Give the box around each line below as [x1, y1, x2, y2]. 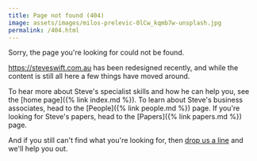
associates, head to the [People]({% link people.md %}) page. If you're [8, 103, 240, 113]
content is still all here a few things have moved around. [8, 72, 190, 81]
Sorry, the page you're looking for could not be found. [8, 48, 185, 58]
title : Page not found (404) [8, 11, 105, 20]
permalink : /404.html [8, 26, 80, 34]
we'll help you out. [8, 144, 68, 154]
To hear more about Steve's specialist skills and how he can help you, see [8, 87, 250, 96]
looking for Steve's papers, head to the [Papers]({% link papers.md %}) [8, 112, 242, 122]
